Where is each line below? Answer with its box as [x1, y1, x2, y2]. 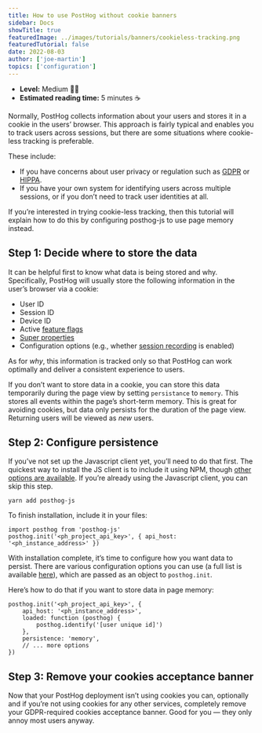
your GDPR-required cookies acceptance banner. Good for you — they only [8, 708, 253, 717]
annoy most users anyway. [8, 716, 95, 725]
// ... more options [22, 642, 89, 650]
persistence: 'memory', [22, 635, 100, 643]
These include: [8, 151, 56, 161]
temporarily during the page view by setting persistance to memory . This [8, 388, 239, 398]
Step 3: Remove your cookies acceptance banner [8, 669, 254, 684]
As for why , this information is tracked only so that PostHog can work [8, 356, 233, 365]
